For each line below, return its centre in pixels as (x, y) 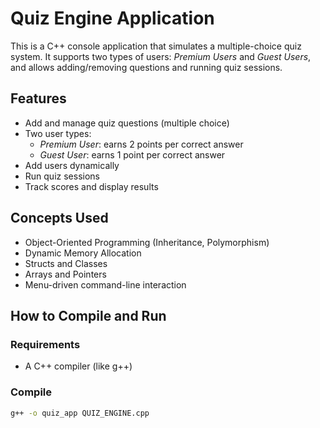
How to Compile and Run (88, 315)
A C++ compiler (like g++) (78, 366)
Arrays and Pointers (65, 274)
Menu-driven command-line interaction (105, 284)
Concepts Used (59, 218)
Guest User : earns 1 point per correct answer (132, 154)
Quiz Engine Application (112, 18)
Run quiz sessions (62, 176)
